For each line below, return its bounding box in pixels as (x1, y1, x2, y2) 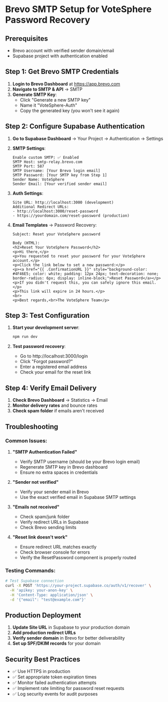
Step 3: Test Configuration (5, 311, 90, 320)
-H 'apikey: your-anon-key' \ (10, 587, 73, 593)
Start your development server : (12, 324, 80, 330)
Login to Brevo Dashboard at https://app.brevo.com (12, 80, 120, 86)
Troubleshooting (5, 422, 59, 431)
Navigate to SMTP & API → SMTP (12, 86, 83, 92)
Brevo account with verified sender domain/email (12, 48, 114, 53)
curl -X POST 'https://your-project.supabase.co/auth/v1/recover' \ (5, 583, 151, 588)
